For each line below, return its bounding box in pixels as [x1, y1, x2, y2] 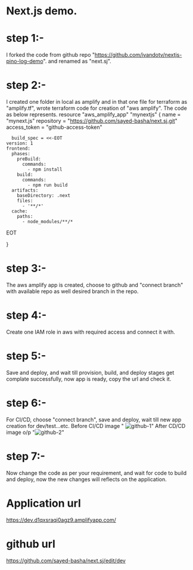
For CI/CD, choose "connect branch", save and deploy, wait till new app [6, 416, 182, 423]
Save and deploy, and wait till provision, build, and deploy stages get [6, 369, 175, 376]
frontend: [6, 146, 31, 152]
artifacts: [11, 187, 39, 193]
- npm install [27, 167, 63, 172]
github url [6, 537, 55, 550]
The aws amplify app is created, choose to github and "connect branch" [6, 282, 183, 288]
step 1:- [6, 32, 45, 45]
